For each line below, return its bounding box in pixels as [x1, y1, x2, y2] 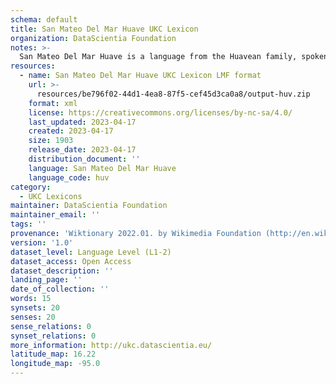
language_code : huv [28, 172, 110, 183]
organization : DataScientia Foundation [10, 33, 177, 43]
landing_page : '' [10, 275, 83, 285]
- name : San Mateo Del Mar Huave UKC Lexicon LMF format [19, 71, 262, 81]
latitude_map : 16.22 [10, 349, 97, 360]
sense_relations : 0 [10, 321, 92, 331]
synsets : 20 [10, 303, 60, 313]
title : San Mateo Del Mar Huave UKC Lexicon [10, 24, 199, 34]
